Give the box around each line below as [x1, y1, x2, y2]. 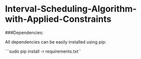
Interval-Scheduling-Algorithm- [5, 3, 137, 15]
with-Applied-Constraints [5, 14, 112, 25]
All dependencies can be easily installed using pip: [5, 39, 106, 44]
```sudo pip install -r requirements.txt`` [5, 48, 81, 54]
